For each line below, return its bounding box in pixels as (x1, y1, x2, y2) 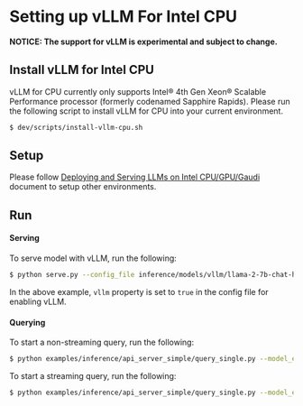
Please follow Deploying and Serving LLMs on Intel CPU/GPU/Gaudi (9, 171, 261, 182)
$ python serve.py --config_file (9, 271, 135, 280)
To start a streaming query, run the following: (9, 370, 177, 381)
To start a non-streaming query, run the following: (9, 337, 195, 348)
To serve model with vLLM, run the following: (9, 253, 178, 263)
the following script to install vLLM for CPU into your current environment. (9, 106, 284, 116)
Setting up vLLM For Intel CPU (9, 6, 237, 27)
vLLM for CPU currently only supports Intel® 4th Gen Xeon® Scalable (9, 86, 267, 97)
